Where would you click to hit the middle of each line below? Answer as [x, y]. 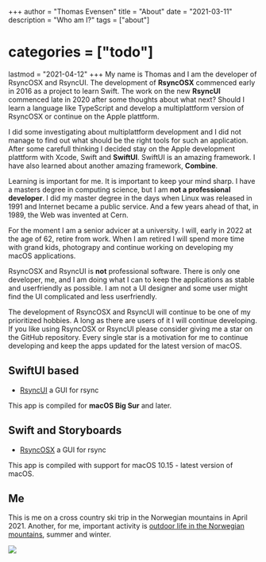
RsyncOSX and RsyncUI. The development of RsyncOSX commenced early [132, 82]
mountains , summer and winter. [60, 535]
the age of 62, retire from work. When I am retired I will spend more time [126, 239]
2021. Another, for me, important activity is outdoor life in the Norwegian [126, 526]
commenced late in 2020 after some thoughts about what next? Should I [126, 100]
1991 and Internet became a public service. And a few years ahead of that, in [133, 206]
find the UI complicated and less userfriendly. [83, 296]
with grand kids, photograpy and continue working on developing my [121, 247]
